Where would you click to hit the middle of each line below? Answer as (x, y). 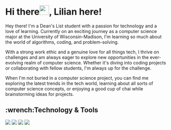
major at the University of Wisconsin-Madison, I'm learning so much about (83, 37)
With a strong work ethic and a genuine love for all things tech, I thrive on (82, 52)
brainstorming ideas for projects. (40, 94)
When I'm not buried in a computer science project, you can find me (77, 78)
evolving (14, 62)
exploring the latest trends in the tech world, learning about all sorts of (79, 83)
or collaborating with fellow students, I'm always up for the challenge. (78, 68)
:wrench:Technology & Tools (52, 110)
